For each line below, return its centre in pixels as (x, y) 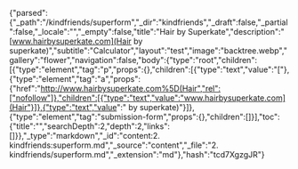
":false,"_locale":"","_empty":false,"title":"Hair (92, 32)
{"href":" (25, 89)
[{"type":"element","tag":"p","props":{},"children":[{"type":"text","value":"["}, (149, 69)
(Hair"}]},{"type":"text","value (63, 107)
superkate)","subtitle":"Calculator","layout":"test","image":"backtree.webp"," (148, 51)
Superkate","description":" (236, 32)
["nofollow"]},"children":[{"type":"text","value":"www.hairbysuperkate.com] (148, 98)
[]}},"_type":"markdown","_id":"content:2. (85, 136)
